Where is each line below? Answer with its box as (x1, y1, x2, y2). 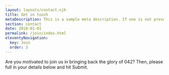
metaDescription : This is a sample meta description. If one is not (5, 17, 152, 22)
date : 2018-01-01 (5, 26, 42, 31)
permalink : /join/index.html (5, 31, 66, 36)
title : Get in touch (5, 12, 49, 17)
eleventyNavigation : (5, 36, 49, 41)
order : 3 (10, 45, 28, 50)
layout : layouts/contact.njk (5, 7, 66, 13)
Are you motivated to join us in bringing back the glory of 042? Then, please (5, 58, 163, 64)
